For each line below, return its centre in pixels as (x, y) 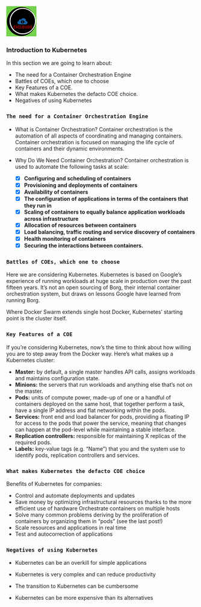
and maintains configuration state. (57, 378)
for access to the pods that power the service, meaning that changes (100, 423)
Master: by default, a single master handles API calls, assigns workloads (105, 372)
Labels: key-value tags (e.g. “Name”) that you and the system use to (100, 448)
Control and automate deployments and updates (75, 496)
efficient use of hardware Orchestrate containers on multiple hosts (97, 509)
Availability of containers (56, 192)
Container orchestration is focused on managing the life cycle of (94, 142)
